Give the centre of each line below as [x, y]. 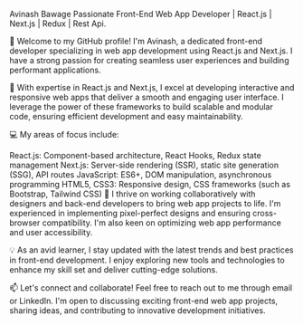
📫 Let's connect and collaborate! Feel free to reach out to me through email [151, 288]
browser [25, 223]
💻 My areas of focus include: [64, 134]
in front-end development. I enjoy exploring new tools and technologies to [147, 260]
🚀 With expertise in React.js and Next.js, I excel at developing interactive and [152, 87]
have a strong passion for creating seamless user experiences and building [149, 60]
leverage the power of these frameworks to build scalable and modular [141, 107]
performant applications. [55, 70]
